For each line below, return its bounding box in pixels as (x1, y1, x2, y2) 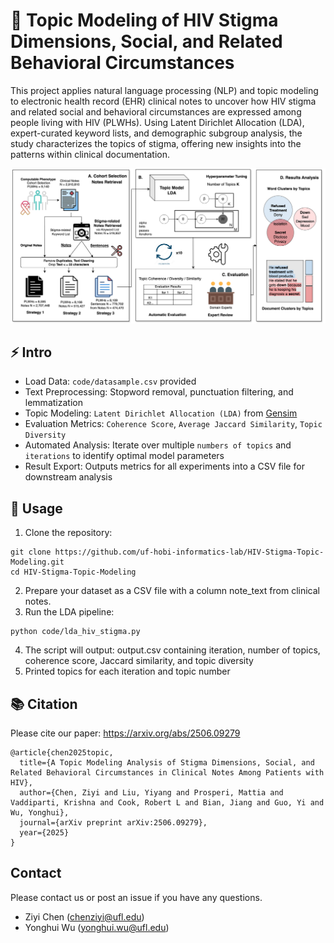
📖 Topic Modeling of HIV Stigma (10, 9, 279, 32)
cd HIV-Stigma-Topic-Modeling (10, 567, 137, 578)
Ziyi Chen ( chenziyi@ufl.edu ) (24, 910, 145, 923)
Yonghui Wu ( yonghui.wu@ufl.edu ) (24, 921, 170, 933)
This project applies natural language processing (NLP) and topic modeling (10, 84, 319, 96)
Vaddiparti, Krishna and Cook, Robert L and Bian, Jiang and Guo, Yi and (10, 797, 325, 808)
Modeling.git (10, 557, 65, 568)
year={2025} (19, 827, 70, 838)
